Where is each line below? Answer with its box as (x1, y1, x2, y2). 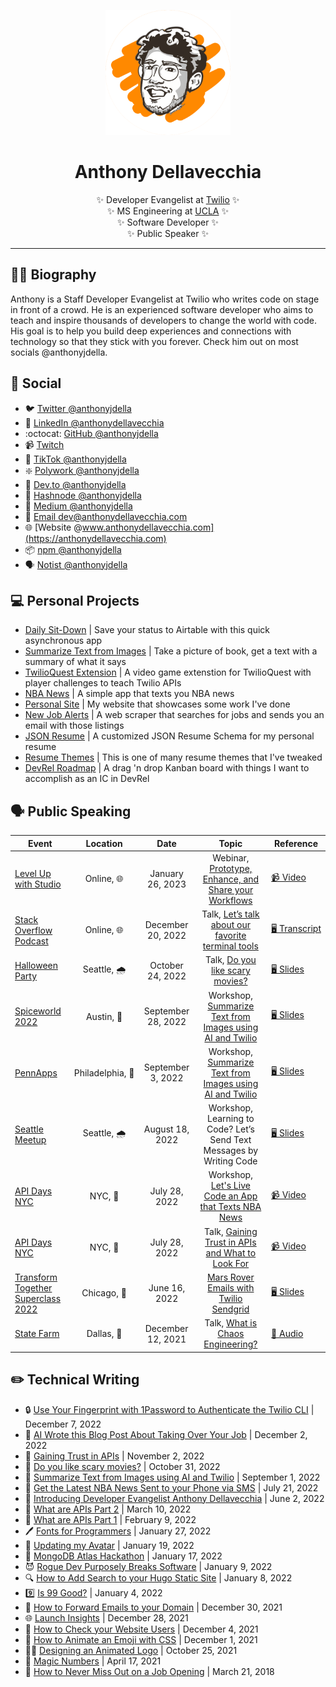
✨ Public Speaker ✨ (127, 227, 209, 239)
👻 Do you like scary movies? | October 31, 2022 (24, 1460, 221, 1472)
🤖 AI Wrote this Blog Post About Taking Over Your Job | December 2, (24, 1428, 308, 1440)
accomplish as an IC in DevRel (24, 773, 150, 785)
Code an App (203, 1190, 258, 1202)
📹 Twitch (24, 438, 65, 450)
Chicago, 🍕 (81, 1287, 127, 1299)
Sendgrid (211, 1303, 250, 1315)
